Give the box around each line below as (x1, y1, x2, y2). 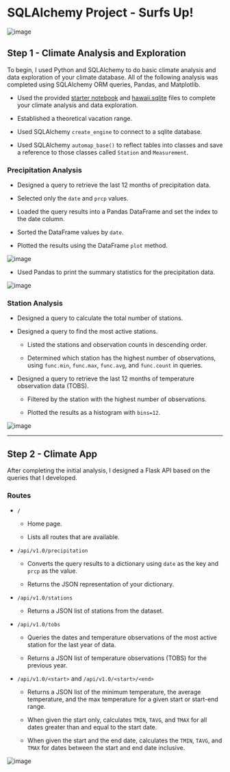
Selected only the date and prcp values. (16, 194, 129, 203)
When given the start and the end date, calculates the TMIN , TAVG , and (27, 736, 222, 745)
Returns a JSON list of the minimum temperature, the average (27, 688, 201, 696)
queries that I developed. (7, 474, 77, 482)
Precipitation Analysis (7, 165, 82, 174)
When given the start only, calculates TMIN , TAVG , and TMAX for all (27, 716, 207, 724)
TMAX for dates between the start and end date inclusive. (27, 744, 186, 752)
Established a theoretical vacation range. (16, 114, 132, 122)
